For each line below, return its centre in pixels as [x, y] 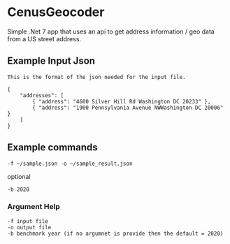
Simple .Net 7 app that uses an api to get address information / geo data [111, 31]
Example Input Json [51, 61]
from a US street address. [44, 38]
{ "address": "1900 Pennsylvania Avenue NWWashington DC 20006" [128, 108]
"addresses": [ [42, 95]
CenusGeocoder [56, 12]
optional [19, 176]
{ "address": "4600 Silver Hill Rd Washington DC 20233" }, [122, 101]
